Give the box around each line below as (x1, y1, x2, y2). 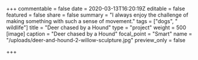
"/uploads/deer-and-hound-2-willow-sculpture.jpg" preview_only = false (6, 37, 185, 43)
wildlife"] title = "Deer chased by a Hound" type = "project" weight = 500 (6, 24, 187, 31)
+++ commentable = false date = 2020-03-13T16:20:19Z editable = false (6, 5, 185, 12)
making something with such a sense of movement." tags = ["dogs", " (6, 18, 178, 24)
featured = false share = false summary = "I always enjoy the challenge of (6, 11, 188, 18)
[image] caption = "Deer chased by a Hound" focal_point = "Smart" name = (6, 30, 193, 37)
